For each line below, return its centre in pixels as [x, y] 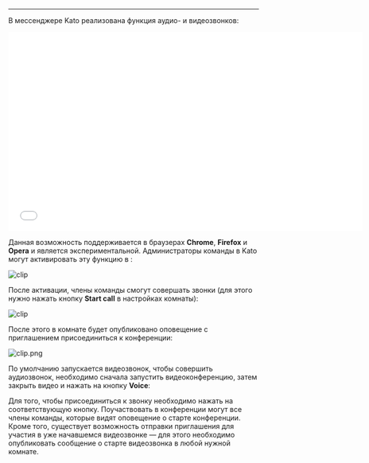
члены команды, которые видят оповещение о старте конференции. [124, 418]
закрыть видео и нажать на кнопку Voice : [80, 385]
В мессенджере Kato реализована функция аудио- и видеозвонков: [124, 20]
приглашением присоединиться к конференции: [91, 338]
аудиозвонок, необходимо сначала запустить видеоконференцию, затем [133, 377]
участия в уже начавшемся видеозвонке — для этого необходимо [122, 435]
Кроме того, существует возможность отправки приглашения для [121, 426]
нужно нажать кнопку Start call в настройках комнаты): [103, 298]
